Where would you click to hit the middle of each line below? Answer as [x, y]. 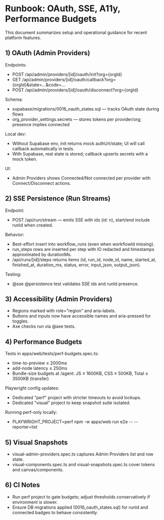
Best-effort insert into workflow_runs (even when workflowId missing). [83, 244]
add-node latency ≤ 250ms [40, 368]
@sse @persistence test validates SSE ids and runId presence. [75, 284]
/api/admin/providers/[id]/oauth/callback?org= [69, 79]
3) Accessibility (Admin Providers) [59, 299]
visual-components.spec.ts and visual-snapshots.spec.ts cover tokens [83, 464]
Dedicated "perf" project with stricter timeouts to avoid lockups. [77, 398]
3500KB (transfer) [30, 379]
